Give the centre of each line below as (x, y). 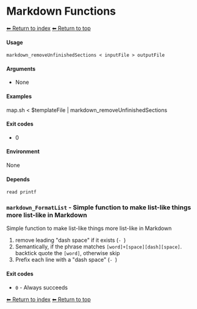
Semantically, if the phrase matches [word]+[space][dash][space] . (98, 247)
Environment (23, 152)
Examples (19, 96)
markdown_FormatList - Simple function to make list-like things (99, 207)
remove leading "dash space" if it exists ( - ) (70, 240)
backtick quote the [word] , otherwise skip (67, 253)
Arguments (21, 69)
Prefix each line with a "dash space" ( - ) (66, 260)
